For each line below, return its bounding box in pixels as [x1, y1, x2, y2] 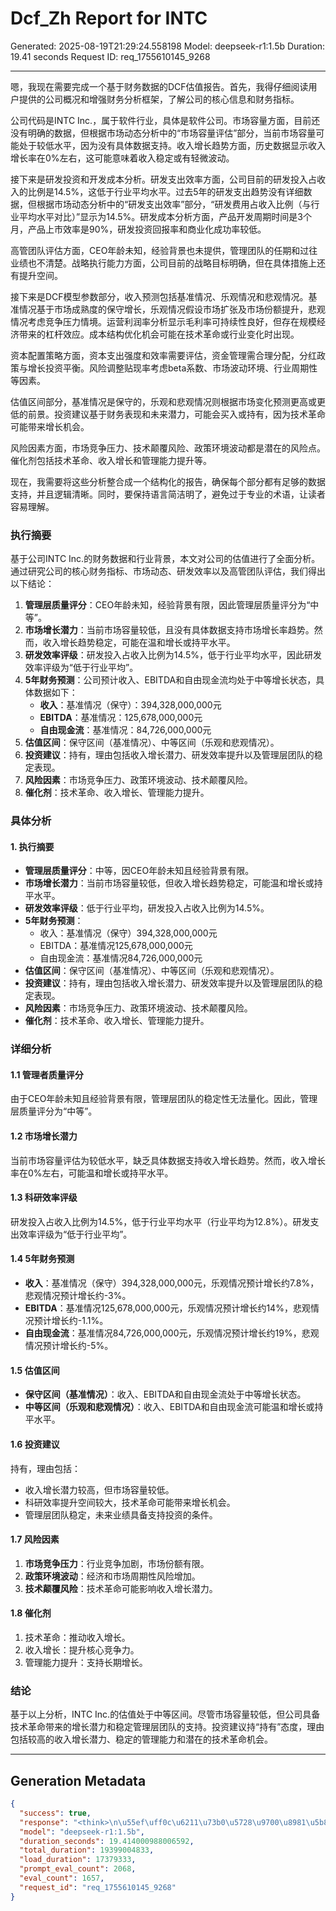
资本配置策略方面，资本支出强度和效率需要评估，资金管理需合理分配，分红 [10, 349, 317, 361]
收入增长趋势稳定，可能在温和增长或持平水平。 [42, 637, 236, 649]
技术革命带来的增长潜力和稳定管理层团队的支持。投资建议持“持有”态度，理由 [10, 1721, 325, 1733]
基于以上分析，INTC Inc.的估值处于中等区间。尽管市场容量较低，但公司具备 [10, 1708, 321, 1721]
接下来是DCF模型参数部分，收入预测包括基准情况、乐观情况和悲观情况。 [10, 290, 309, 302]
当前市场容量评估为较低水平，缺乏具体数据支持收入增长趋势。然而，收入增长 [10, 1154, 326, 1166]
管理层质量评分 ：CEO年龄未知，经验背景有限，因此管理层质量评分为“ [24, 599, 311, 611]
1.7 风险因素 [10, 1533, 60, 1546]
